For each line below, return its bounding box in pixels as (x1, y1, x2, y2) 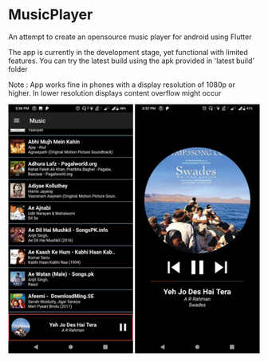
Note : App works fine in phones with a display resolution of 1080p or (8, 80, 235, 89)
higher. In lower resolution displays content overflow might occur (8, 88, 222, 97)
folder (8, 64, 28, 73)
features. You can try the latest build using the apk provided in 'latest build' (8, 56, 255, 65)
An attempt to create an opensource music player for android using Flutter (8, 32, 252, 41)
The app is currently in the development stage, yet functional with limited (8, 47, 249, 57)
